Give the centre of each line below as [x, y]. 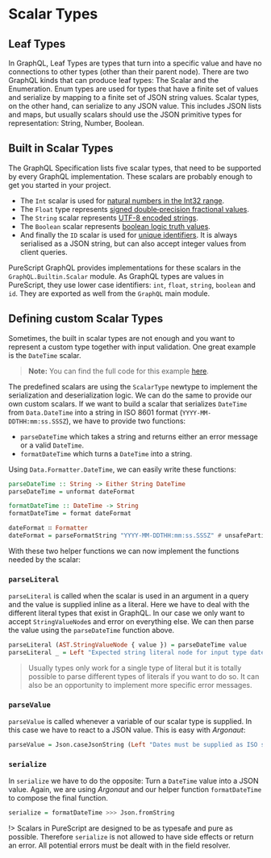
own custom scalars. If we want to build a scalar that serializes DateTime [128, 403]
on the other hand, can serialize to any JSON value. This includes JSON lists [135, 106]
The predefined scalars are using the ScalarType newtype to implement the [133, 386]
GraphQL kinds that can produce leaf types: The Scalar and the [114, 80]
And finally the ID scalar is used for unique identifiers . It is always [129, 235]
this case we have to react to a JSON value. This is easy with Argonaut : [127, 730]
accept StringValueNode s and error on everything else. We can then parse [131, 622]
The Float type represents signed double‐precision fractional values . [135, 209]
